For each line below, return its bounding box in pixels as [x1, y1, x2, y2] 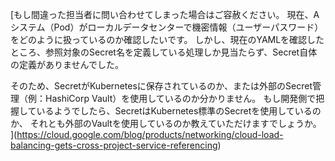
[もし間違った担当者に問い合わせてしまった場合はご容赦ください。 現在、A [10, 9, 320, 20]
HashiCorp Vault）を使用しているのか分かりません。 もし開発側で [44, 93, 317, 104]
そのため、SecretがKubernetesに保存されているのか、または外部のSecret [10, 80, 313, 92]
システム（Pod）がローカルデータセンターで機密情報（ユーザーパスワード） [10, 21, 324, 33]
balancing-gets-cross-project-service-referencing [10, 139, 218, 151]
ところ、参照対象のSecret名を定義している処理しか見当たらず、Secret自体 [10, 46, 318, 58]
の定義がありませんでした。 [10, 59, 124, 70]
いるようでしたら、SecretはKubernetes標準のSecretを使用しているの [36, 105, 322, 117]
